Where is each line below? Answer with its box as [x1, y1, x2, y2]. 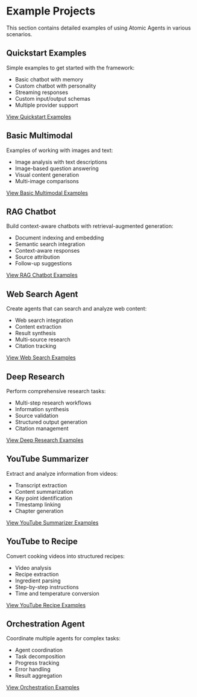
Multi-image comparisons [14, 177, 80, 184]
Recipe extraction [14, 570, 59, 578]
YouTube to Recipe [6, 537, 78, 547]
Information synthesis [14, 406, 69, 412]
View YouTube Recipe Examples [6, 601, 86, 608]
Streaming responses [14, 89, 68, 96]
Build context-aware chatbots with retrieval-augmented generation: [6, 222, 174, 230]
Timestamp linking [14, 500, 61, 508]
